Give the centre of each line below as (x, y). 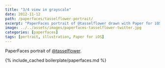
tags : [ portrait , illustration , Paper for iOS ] (55, 37)
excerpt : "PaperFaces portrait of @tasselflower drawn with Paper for (79, 23)
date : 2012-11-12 (23, 14)
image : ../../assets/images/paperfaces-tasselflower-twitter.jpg (73, 28)
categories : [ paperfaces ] (31, 32)
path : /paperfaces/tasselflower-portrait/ (49, 19)
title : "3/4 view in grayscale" (38, 10)
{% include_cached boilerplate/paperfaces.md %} (56, 60)
